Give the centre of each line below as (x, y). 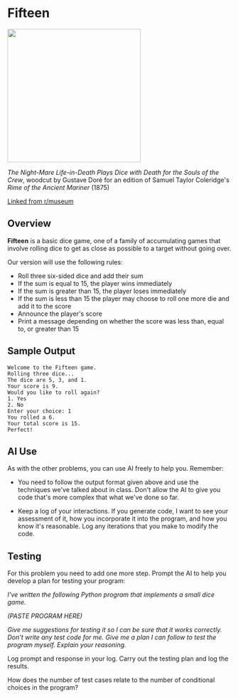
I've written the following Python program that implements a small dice (111, 594)
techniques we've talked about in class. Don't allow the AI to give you (119, 490)
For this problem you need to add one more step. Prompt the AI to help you (117, 573)
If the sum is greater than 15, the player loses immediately (102, 291)
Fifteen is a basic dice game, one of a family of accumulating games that (114, 240)
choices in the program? (43, 688)
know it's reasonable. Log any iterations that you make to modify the (118, 526)
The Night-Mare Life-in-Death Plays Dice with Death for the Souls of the (113, 172)
